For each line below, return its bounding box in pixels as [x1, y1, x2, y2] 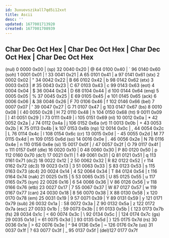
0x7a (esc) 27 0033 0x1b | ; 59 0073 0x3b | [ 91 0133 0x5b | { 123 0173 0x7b [5, 206, 164, 212]
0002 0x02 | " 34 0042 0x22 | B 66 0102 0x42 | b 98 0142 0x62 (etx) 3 [5, 77, 154, 83]
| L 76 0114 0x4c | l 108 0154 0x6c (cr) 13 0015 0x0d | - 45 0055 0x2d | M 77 [5, 130, 164, 136]
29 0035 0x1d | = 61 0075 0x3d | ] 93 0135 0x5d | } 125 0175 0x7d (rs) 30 [5, 216, 157, 222]
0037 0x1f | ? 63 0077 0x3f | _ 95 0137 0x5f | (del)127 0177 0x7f [5, 227, 138, 233]
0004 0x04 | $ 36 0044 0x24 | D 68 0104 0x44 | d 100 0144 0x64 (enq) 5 [5, 87, 159, 93]
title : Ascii [5, 12, 33, 17]
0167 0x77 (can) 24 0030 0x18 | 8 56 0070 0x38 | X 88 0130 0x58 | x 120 [5, 189, 158, 196]
